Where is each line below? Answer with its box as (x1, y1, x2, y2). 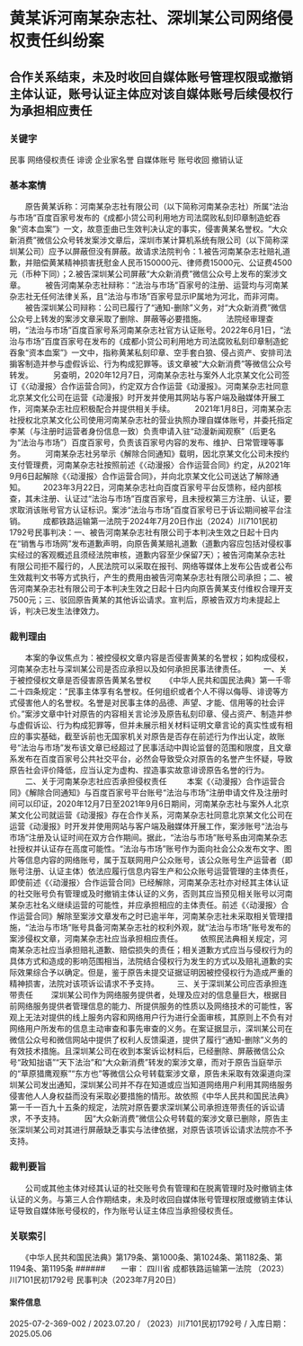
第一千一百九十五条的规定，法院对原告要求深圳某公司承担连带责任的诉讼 (9, 1102, 277, 1113)
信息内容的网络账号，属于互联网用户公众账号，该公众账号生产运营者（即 (24, 855, 293, 866)
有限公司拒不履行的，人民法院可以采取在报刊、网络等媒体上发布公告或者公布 (9, 561, 293, 572)
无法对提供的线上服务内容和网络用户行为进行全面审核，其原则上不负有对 (24, 1012, 293, 1023)
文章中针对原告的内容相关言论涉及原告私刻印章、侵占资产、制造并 (40, 709, 285, 719)
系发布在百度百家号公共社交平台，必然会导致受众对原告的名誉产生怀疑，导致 (9, 753, 293, 764)
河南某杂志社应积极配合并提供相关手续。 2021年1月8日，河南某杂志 (24, 404, 292, 414)
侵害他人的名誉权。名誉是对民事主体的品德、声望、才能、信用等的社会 (16, 698, 277, 709)
